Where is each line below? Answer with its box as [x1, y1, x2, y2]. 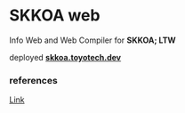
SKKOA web [9, 5, 101, 26]
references [9, 74, 58, 86]
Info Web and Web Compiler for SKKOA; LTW [9, 35, 176, 45]
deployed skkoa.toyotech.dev [9, 52, 122, 62]
